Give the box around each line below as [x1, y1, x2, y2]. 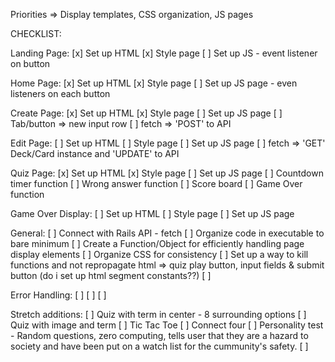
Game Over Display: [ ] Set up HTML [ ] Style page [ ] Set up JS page [10, 208, 295, 219]
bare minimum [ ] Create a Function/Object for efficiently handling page [10, 238, 305, 249]
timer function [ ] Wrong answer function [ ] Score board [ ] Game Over [10, 178, 303, 189]
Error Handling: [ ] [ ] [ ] [10, 289, 107, 301]
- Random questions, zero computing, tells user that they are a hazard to [10, 330, 309, 341]
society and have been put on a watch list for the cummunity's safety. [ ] [10, 340, 309, 352]
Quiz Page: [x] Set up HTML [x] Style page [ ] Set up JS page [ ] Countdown [10, 167, 324, 179]
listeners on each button [10, 88, 111, 99]
